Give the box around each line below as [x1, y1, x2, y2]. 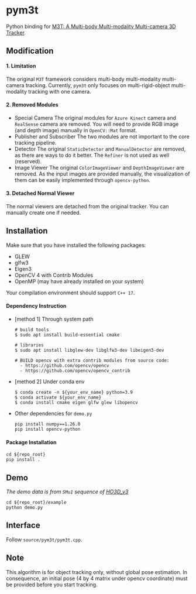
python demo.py [6, 504, 43, 510]
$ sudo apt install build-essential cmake [14, 332, 120, 338]
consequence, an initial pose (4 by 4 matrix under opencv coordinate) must [6, 575, 188, 582]
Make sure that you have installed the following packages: [6, 241, 146, 249]
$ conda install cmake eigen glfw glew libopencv [14, 399, 139, 406]
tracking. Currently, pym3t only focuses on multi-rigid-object [25, 81, 170, 88]
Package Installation [6, 438, 57, 445]
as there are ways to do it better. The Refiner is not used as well [14, 152, 170, 159]
